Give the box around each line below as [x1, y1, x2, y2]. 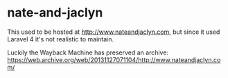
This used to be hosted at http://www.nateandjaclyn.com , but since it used [7, 28, 220, 36]
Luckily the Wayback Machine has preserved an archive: [7, 48, 168, 57]
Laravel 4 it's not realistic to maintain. [7, 35, 114, 43]
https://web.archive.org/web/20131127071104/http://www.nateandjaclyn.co [7, 55, 221, 64]
